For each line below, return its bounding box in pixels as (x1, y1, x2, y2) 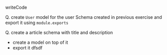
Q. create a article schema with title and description (5, 30, 113, 35)
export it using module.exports (5, 20, 69, 25)
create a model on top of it (12, 39, 69, 45)
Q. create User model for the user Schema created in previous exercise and (5, 14, 162, 20)
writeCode (5, 5, 27, 10)
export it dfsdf (12, 45, 43, 50)
